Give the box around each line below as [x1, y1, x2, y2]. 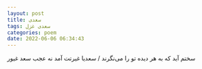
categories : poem [7, 29, 57, 36]
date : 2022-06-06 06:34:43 [7, 36, 85, 42]
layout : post [7, 10, 45, 17]
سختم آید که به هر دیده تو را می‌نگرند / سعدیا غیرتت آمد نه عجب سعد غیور [7, 54, 196, 62]
